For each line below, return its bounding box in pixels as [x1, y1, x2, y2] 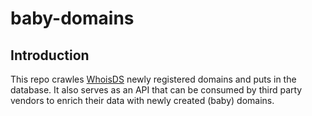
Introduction [10, 47, 90, 64]
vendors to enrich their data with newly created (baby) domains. [10, 95, 275, 106]
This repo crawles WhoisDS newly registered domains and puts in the [10, 73, 297, 85]
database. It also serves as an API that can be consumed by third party [10, 84, 303, 96]
